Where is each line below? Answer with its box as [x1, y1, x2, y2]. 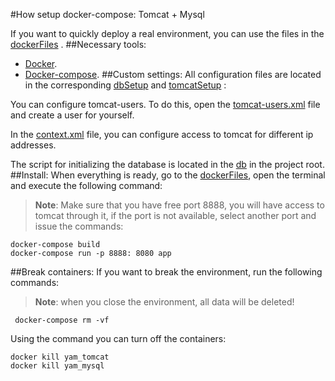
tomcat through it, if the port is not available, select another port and [34, 210, 317, 221]
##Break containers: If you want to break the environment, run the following [10, 266, 323, 278]
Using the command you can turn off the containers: [10, 333, 227, 344]
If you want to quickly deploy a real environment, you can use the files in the [10, 28, 325, 39]
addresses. [10, 139, 57, 151]
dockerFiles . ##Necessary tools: [10, 39, 147, 50]
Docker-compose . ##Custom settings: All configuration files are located [24, 69, 322, 80]
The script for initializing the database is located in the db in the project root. [10, 159, 325, 170]
